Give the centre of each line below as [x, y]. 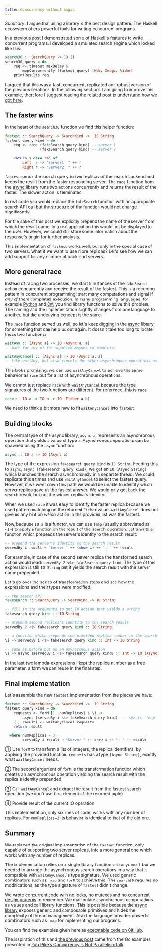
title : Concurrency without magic [40, 9]
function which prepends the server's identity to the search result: [71, 534]
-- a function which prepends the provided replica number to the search [81, 636]
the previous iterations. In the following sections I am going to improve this [79, 90]
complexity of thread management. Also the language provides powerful [77, 915]
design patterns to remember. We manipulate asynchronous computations [79, 899]
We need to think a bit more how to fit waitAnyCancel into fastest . [70, 408]
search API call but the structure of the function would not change [71, 207]
